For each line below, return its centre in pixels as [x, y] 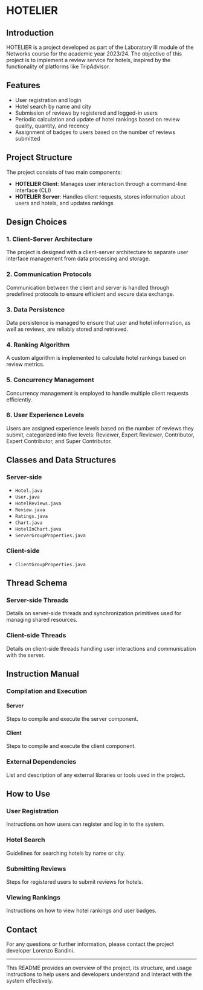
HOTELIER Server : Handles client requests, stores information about [100, 196]
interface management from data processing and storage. [78, 259]
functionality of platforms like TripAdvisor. [58, 66]
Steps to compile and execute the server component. [72, 719]
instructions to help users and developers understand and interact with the [99, 974]
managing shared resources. [42, 620]
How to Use [28, 794]
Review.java [30, 510]
